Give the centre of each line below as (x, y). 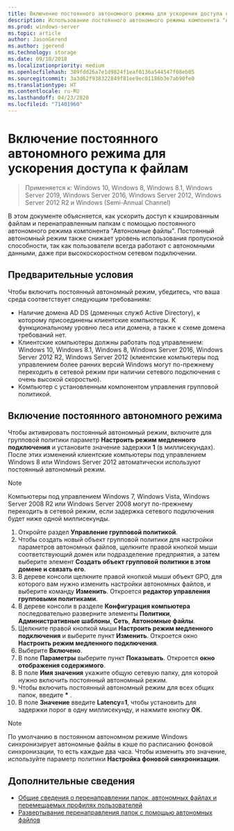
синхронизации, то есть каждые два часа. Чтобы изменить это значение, (117, 752)
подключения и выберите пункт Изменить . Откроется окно (108, 636)
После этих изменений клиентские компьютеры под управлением (107, 455)
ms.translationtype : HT (42, 85)
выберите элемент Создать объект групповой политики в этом (114, 562)
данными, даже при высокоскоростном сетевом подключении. (102, 253)
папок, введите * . (45, 695)
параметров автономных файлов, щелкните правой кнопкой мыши (117, 547)
